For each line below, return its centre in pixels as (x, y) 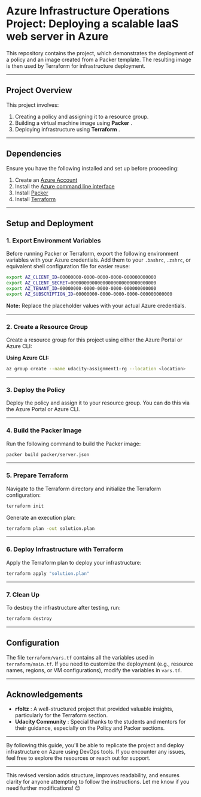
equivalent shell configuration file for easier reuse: (68, 266)
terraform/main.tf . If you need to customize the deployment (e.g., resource (100, 664)
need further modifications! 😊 (43, 788)
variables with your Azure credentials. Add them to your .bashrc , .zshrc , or (99, 260)
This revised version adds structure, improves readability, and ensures (93, 775)
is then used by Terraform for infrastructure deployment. (76, 66)
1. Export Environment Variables (54, 240)
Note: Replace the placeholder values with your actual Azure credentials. (96, 305)
